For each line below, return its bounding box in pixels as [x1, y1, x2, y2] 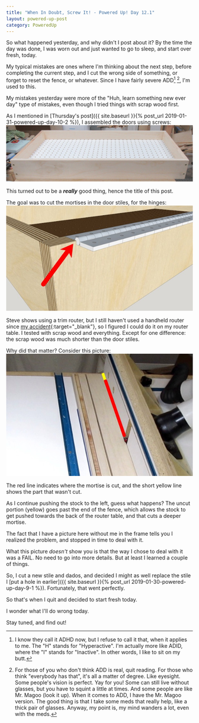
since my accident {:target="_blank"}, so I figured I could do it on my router [6, 323, 188, 330]
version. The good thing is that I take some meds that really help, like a [14, 698, 188, 705]
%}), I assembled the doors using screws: [69, 119, 172, 126]
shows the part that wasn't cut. [6, 488, 82, 495]
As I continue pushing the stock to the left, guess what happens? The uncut [6, 500, 191, 507]
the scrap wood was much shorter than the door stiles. [6, 335, 140, 343]
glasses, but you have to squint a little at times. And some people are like [14, 685, 192, 693]
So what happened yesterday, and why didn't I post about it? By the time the [6, 39, 192, 46]
